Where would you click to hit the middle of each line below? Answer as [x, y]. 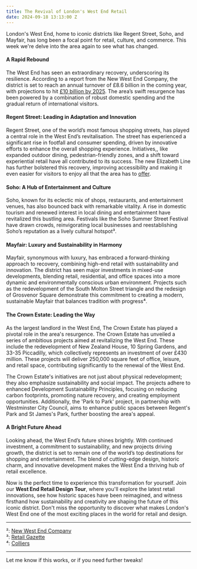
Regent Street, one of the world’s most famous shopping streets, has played [98, 130]
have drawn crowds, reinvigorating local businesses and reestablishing [92, 225]
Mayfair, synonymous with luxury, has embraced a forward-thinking [88, 258]
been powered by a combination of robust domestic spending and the [90, 97]
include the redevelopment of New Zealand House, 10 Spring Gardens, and [96, 346]
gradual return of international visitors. [52, 104]
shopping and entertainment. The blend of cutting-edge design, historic [93, 459]
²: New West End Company [39, 530]
